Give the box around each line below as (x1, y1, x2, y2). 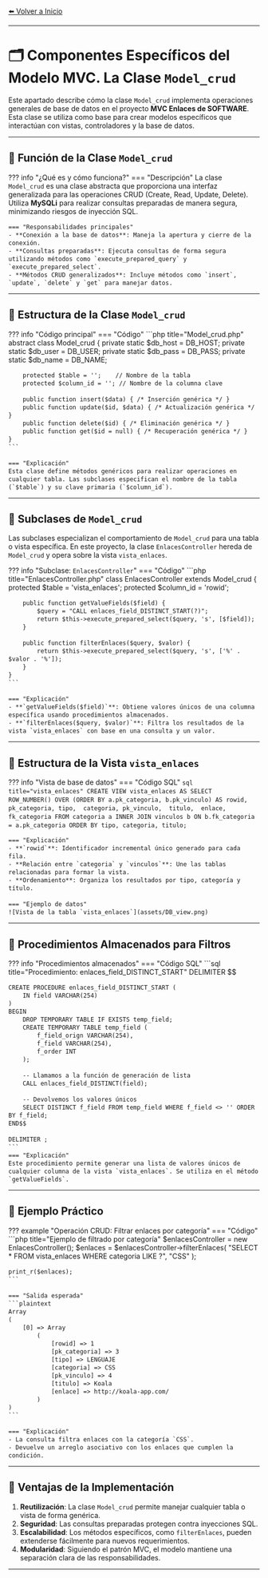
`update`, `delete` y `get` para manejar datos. (8, 279, 173, 287)
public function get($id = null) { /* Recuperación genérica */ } (22, 427, 248, 435)
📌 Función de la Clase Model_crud (8, 151, 173, 165)
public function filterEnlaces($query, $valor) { (22, 639, 191, 647)
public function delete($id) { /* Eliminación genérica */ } (22, 419, 230, 427)
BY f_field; (8, 1111, 48, 1119)
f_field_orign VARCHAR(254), (37, 1031, 134, 1039)
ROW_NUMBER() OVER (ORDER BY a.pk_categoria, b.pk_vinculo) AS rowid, (8, 796, 248, 805)
